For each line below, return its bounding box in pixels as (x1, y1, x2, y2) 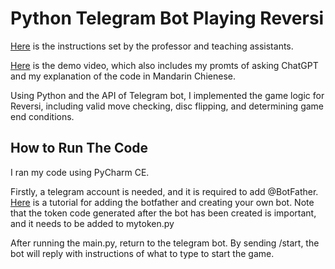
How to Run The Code (10, 140, 149, 157)
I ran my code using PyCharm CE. (10, 166, 150, 178)
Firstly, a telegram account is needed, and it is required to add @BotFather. (10, 185, 319, 197)
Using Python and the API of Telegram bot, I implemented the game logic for (10, 89, 325, 101)
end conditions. (10, 110, 75, 122)
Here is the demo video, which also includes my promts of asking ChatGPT (10, 59, 319, 71)
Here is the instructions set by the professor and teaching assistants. (10, 40, 294, 52)
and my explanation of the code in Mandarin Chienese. (10, 70, 236, 82)
